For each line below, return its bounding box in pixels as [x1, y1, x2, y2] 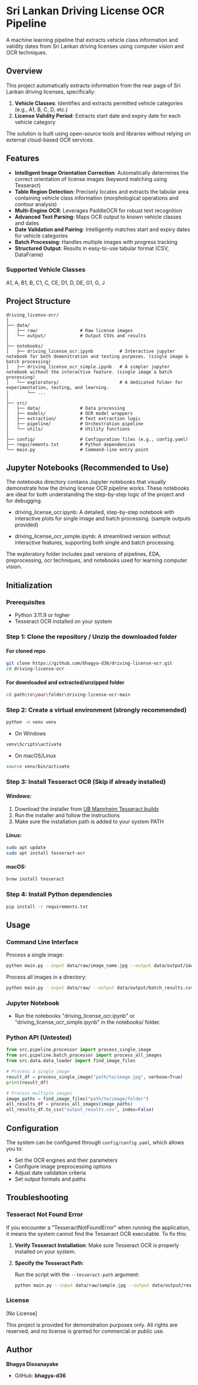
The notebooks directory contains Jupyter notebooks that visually [6, 478, 166, 486]
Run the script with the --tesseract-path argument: [14, 1271, 140, 1278]
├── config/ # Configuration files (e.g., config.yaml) [6, 436, 189, 442]
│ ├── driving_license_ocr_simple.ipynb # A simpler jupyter [6, 364, 170, 369]
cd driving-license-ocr [6, 666, 65, 672]
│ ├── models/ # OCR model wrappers [6, 410, 133, 416]
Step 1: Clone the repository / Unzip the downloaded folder [6, 632, 177, 641]
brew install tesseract [6, 876, 65, 882]
